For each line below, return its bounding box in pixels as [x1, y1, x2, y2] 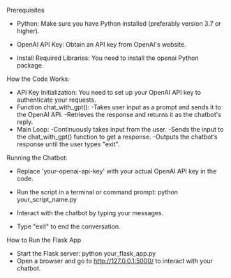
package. [16, 61, 44, 69]
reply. [16, 118, 33, 126]
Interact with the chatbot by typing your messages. [16, 209, 164, 217]
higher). [16, 27, 40, 35]
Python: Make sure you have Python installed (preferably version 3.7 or [16, 20, 221, 27]
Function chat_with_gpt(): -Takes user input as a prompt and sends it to [16, 103, 221, 111]
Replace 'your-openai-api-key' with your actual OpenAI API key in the [16, 167, 217, 175]
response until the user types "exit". [16, 140, 120, 148]
